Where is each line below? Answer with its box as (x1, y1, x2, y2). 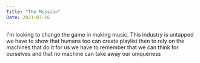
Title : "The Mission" (6, 8, 61, 15)
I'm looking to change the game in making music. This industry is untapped (6, 31, 194, 38)
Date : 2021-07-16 (6, 14, 50, 20)
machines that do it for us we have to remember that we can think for (6, 43, 179, 51)
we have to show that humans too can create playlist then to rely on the (6, 37, 185, 44)
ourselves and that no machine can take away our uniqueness (6, 50, 161, 57)
